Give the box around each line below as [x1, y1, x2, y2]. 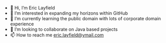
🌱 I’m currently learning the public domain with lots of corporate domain [10, 16, 161, 21]
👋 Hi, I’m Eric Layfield [10, 5, 55, 11]
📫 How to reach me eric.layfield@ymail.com [10, 32, 104, 38]
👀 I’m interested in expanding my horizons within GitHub [10, 10, 128, 16]
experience [10, 21, 34, 27]
